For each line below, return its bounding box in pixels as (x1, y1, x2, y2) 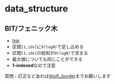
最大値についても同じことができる (12, 56, 83, 62)
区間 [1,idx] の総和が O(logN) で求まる (12, 50, 89, 55)
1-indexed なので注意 (12, 62, 56, 68)
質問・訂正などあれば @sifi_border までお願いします (5, 73, 111, 79)
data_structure (5, 3, 69, 14)
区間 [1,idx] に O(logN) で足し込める (12, 43, 84, 49)
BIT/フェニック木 (5, 24, 57, 32)
